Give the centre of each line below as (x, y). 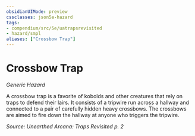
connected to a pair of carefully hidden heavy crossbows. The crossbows (96, 109)
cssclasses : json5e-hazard (40, 17)
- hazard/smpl (24, 34)
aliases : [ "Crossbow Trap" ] (41, 39)
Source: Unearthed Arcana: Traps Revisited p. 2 (65, 126)
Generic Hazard (26, 85)
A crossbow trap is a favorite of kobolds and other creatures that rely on (95, 96)
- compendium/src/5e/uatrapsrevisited (54, 28)
